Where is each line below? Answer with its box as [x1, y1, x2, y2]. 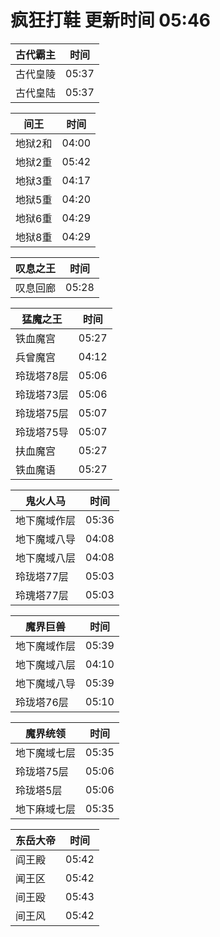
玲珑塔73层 [15, 387, 69, 401]
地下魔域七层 [15, 746, 77, 760]
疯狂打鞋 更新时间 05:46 [10, 9, 212, 32]
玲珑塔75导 [15, 425, 69, 439]
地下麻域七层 [15, 802, 77, 816]
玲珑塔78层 [15, 369, 69, 383]
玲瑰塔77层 [15, 588, 69, 602]
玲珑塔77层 [15, 569, 69, 583]
